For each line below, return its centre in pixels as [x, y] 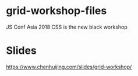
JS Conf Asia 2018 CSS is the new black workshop [67, 27]
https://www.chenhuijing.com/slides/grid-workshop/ [69, 67]
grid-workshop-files [56, 11]
